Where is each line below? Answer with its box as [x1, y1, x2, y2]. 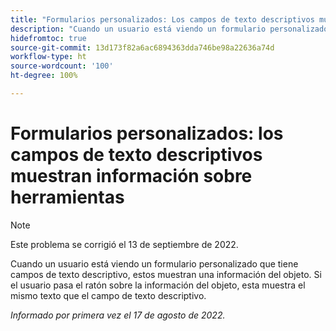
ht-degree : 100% [10, 71, 78, 81]
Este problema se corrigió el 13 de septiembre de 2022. [10, 238, 239, 250]
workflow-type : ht [10, 52, 87, 62]
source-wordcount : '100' [10, 61, 114, 71]
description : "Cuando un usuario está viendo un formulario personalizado [10, 24, 329, 34]
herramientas [10, 186, 125, 209]
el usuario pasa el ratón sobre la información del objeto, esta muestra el [10, 279, 306, 291]
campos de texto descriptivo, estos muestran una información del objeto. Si [10, 268, 322, 280]
